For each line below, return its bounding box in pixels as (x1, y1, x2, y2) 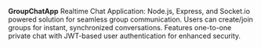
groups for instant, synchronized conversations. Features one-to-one (8, 23, 232, 32)
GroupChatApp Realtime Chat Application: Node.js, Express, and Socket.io (8, 7, 251, 15)
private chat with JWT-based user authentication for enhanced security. (8, 31, 241, 40)
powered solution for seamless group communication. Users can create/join (8, 15, 253, 24)
